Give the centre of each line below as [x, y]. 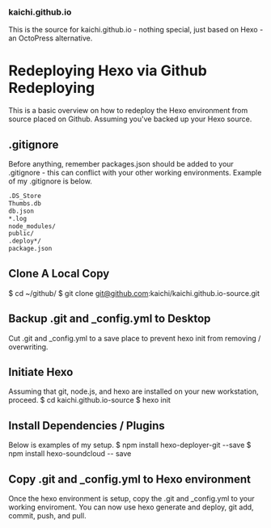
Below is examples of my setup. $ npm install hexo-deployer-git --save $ [130, 445]
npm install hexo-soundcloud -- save [70, 454]
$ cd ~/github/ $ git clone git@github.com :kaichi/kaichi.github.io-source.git [134, 293]
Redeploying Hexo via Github [108, 71]
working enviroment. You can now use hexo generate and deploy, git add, [131, 507]
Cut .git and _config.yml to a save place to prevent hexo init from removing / [135, 338]
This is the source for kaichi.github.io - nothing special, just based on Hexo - [136, 30]
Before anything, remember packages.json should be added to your [121, 164]
